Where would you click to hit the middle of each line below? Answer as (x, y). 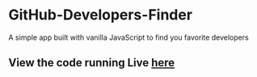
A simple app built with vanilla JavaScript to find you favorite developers (128, 37)
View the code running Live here (92, 63)
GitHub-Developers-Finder (100, 15)
